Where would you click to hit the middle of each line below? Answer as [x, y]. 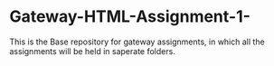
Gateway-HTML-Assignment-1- [130, 17]
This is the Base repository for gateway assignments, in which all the [137, 42]
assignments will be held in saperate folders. [93, 51]
